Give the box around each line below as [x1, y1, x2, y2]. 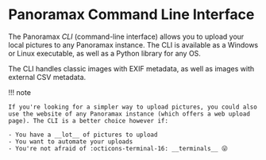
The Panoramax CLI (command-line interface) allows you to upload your [8, 32, 245, 41]
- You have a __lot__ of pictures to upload [8, 131, 158, 139]
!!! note [8, 87, 32, 97]
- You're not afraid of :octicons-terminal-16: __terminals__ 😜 [8, 144, 228, 152]
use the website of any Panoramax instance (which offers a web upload [8, 109, 250, 118]
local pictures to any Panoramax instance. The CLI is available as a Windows [8, 40, 259, 49]
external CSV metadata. [8, 72, 87, 82]
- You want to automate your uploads [8, 137, 133, 146]
